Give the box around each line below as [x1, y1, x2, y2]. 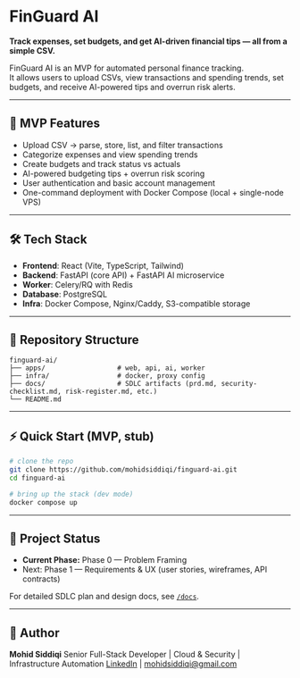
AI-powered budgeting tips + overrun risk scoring [21, 168, 205, 179]
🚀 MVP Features [9, 116, 101, 131]
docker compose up [9, 498, 78, 506]
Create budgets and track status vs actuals [21, 158, 181, 169]
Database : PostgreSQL [21, 289, 108, 299]
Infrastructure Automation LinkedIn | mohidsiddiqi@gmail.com [9, 658, 237, 669]
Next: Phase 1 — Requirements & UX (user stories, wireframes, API [21, 565, 268, 575]
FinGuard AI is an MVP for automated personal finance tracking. [9, 63, 244, 73]
